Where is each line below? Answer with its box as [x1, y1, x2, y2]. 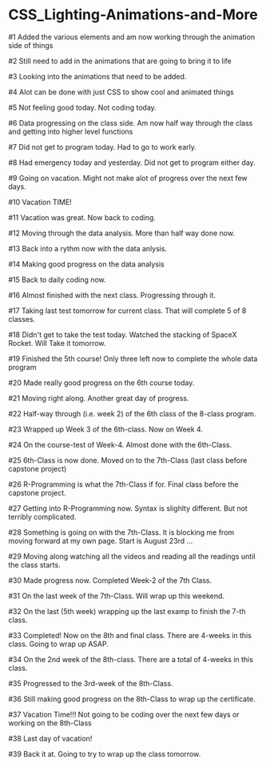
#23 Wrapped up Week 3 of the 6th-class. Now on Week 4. [8, 424, 204, 434]
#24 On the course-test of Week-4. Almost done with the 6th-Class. [8, 440, 232, 449]
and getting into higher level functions [8, 126, 133, 136]
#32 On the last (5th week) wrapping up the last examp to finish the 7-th [8, 606, 246, 616]
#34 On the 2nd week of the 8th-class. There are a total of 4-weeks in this [8, 654, 254, 664]
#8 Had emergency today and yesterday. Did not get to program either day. [8, 158, 256, 167]
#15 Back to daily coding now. [8, 275, 106, 284]
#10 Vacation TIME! [8, 197, 72, 207]
